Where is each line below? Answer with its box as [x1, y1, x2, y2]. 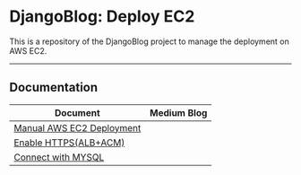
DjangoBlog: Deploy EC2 [9, 6, 195, 27]
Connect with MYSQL [13, 151, 105, 163]
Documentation [9, 80, 99, 95]
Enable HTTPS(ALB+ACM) [13, 136, 125, 149]
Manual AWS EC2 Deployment [13, 121, 142, 134]
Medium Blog [149, 106, 208, 118]
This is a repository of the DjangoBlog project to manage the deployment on [9, 36, 289, 47]
